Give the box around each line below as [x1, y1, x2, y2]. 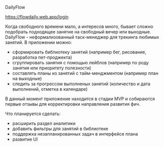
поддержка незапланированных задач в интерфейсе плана [12, 131, 138, 137]
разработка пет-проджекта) [12, 54, 72, 60]
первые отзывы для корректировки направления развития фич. [5, 101, 140, 107]
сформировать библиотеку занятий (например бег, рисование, [12, 49, 147, 55]
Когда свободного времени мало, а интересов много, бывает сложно [5, 23, 154, 29]
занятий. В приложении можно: [5, 39, 72, 45]
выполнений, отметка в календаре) [12, 86, 88, 92]
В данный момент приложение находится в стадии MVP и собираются [5, 96, 155, 102]
